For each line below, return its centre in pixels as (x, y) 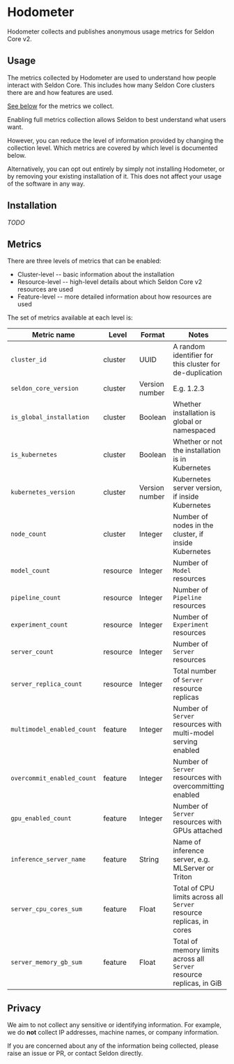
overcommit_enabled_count (54, 778)
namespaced (194, 430)
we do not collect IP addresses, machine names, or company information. (113, 1033)
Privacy (24, 1008)
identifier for (193, 355)
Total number (195, 671)
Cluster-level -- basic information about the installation (96, 275)
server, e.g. (192, 860)
